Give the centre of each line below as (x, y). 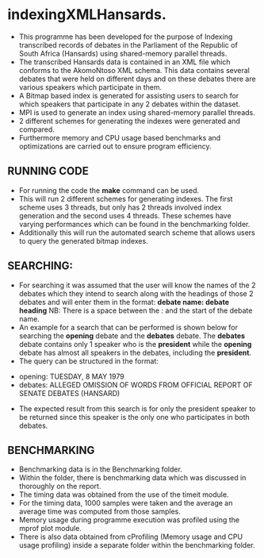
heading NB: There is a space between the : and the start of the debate (136, 310)
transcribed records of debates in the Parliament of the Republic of (128, 44)
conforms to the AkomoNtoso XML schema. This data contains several (134, 70)
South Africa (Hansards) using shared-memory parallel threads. (123, 53)
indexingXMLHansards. (87, 15)
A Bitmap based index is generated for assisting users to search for (129, 95)
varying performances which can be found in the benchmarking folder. (134, 224)
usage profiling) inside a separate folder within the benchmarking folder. (137, 545)
